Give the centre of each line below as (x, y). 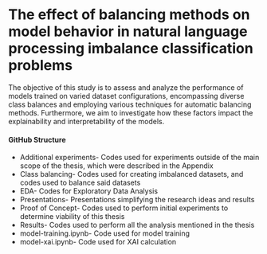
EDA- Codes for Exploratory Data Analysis (88, 191)
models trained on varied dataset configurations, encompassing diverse (126, 96)
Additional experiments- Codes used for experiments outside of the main (139, 158)
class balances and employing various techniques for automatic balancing (130, 104)
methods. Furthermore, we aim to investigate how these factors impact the (131, 112)
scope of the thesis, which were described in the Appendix (116, 166)
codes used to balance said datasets (80, 183)
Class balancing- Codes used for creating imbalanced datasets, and (132, 174)
